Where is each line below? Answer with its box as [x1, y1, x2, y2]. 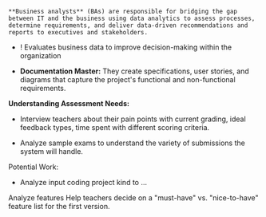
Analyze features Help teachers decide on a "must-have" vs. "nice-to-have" [8, 193, 259, 203]
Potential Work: [8, 162, 58, 172]
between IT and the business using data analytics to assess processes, [8, 14, 256, 22]
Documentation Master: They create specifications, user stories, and [19, 66, 249, 76]
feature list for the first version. [8, 202, 110, 211]
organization [19, 51, 62, 60]
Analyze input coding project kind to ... [19, 178, 148, 187]
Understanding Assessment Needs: [8, 99, 130, 108]
